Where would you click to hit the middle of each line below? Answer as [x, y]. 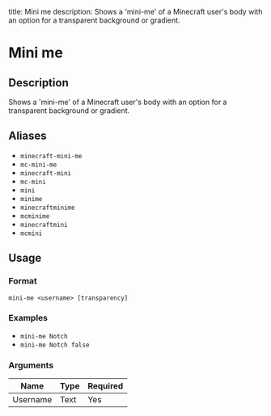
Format [23, 281]
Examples [28, 318]
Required [106, 386]
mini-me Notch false [55, 345]
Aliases [28, 136]
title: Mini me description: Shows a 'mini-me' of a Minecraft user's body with [135, 12]
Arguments [31, 365]
